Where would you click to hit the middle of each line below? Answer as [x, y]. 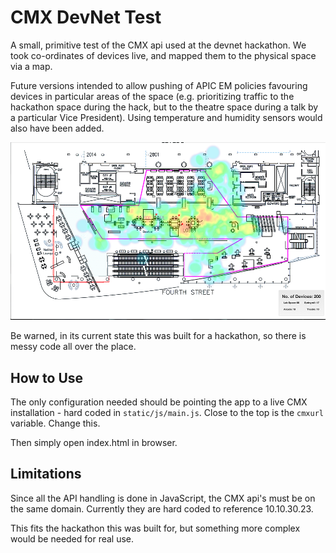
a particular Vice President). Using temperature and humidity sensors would [166, 117]
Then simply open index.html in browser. [94, 442]
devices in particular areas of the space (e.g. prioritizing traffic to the [152, 96]
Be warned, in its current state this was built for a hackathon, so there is [158, 336]
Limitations [46, 474]
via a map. [31, 66]
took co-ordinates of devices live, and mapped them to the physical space [163, 55]
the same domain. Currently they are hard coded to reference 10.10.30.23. [162, 508]
